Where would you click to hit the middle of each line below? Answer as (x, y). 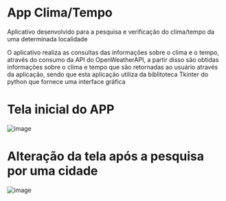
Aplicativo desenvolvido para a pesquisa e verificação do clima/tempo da (111, 32)
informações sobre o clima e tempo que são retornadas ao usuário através (113, 67)
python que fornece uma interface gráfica (66, 81)
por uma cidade (53, 171)
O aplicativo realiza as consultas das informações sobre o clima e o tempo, (113, 52)
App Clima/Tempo (60, 13)
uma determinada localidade (47, 39)
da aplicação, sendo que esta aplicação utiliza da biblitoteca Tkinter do (108, 74)
